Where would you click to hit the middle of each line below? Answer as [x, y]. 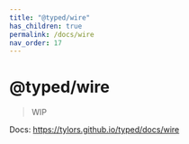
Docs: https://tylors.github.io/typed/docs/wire [94, 130]
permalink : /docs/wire [52, 34]
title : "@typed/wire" [50, 18]
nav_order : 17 [36, 43]
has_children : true [46, 26]
